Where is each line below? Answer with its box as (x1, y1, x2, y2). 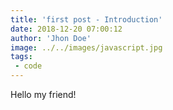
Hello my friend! (10, 89, 77, 100)
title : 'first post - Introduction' (10, 14, 163, 25)
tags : (10, 52, 33, 62)
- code (14, 61, 43, 71)
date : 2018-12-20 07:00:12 (10, 24, 123, 34)
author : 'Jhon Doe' (10, 33, 92, 43)
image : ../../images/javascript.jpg (10, 42, 163, 53)
